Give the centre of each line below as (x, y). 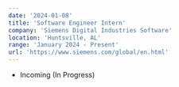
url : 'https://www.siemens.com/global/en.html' (89, 52)
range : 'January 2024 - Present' (64, 45)
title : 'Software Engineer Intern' (67, 23)
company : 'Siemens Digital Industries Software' (90, 30)
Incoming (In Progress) (57, 75)
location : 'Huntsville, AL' (55, 38)
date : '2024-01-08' (41, 15)
